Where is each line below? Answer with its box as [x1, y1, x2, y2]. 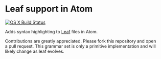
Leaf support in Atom [5, 3, 93, 15]
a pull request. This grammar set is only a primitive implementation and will [5, 43, 156, 49]
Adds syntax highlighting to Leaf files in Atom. [5, 29, 98, 34]
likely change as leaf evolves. [5, 48, 65, 54]
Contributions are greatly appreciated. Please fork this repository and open [5, 38, 157, 44]
